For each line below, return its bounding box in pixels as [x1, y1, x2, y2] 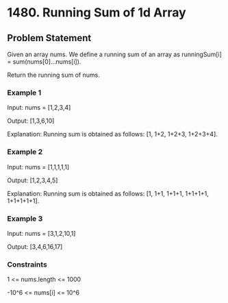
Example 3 [7, 214, 43, 223]
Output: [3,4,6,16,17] [7, 242, 63, 251]
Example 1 [7, 88, 42, 97]
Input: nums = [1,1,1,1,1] [7, 162, 70, 171]
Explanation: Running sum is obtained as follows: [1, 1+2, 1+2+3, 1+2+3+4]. [7, 130, 218, 138]
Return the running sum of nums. [7, 71, 101, 79]
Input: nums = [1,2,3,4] [7, 104, 71, 112]
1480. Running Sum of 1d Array [7, 5, 186, 21]
